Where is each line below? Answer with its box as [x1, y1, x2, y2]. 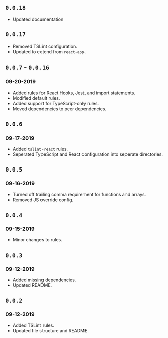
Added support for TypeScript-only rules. [12, 101, 99, 107]
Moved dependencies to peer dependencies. [12, 106, 107, 112]
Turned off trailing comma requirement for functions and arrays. [12, 191, 146, 197]
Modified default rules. [12, 95, 60, 101]
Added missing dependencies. [12, 277, 76, 283]
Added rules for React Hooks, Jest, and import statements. [12, 90, 136, 96]
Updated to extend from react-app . [12, 48, 86, 55]
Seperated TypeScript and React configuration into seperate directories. [12, 151, 163, 157]
